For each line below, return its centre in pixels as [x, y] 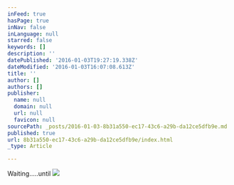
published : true [31, 133]
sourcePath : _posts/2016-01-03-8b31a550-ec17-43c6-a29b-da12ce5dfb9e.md [117, 126]
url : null [28, 113]
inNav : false [27, 27]
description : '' [31, 54]
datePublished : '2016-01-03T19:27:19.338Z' [73, 60]
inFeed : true [27, 14]
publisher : [23, 93]
